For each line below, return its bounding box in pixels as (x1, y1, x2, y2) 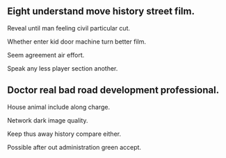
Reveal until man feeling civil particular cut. (7, 24, 131, 32)
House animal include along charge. (7, 103, 110, 111)
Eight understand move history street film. (7, 6, 195, 17)
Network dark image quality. (7, 116, 88, 124)
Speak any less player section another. (7, 64, 118, 72)
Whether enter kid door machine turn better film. (7, 37, 146, 46)
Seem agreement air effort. (7, 51, 85, 59)
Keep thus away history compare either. (7, 130, 122, 138)
